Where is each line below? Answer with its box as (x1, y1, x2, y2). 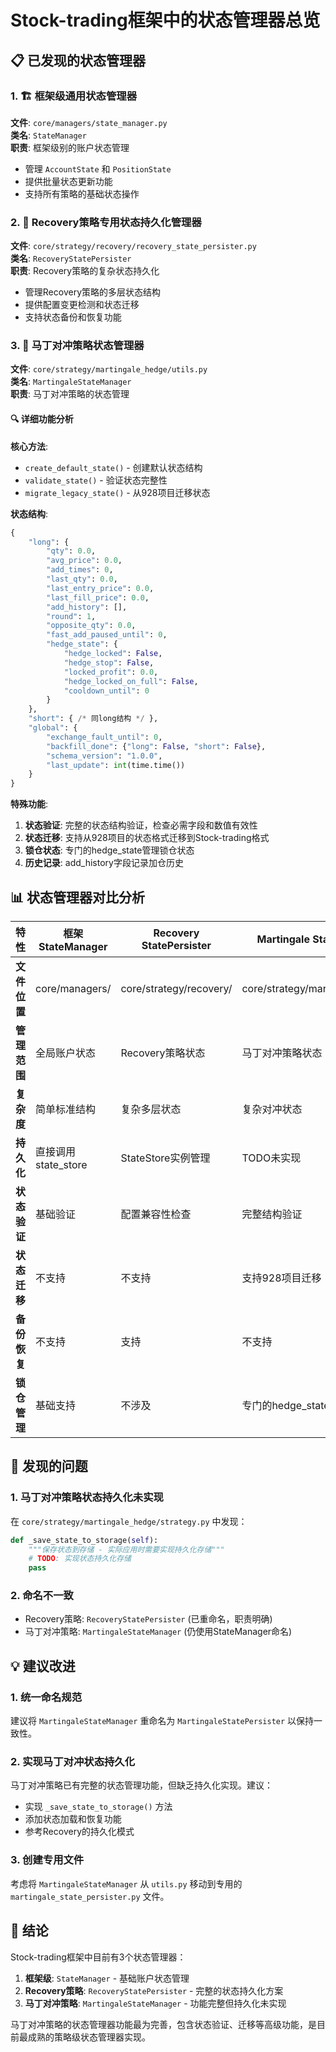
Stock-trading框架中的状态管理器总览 (10, 9, 321, 32)
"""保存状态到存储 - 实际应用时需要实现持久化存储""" (28, 1544, 225, 1555)
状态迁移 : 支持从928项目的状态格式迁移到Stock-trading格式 (24, 832, 270, 844)
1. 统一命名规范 (10, 1690, 83, 1704)
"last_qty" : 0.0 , (46, 574, 118, 585)
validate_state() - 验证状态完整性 (24, 474, 168, 486)
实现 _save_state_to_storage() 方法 (24, 1801, 173, 1813)
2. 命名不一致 (10, 1589, 74, 1603)
